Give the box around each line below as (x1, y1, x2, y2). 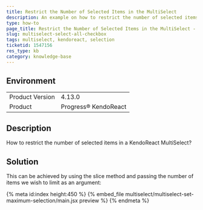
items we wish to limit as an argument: (6, 179, 101, 187)
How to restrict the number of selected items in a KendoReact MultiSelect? (6, 139, 192, 146)
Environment (6, 76, 56, 86)
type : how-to (6, 20, 39, 26)
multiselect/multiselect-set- (125, 191, 195, 198)
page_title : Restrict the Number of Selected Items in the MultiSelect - (6, 25, 196, 32)
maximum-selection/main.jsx (6, 197, 79, 205)
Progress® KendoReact (60, 103, 127, 111)
